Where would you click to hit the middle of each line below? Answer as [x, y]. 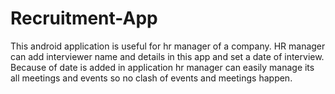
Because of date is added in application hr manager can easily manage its [162, 67]
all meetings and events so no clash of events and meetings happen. [151, 78]
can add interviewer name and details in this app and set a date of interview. [167, 56]
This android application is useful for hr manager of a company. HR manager [168, 46]
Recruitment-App [84, 18]
